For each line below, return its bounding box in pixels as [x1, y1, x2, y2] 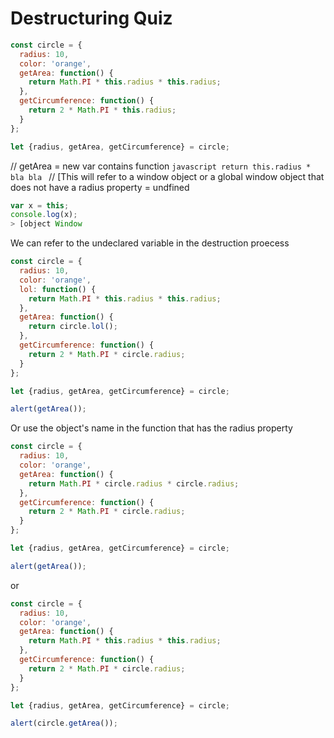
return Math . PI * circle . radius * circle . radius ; [28, 478, 240, 489]
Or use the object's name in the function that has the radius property [10, 422, 293, 434]
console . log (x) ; [10, 210, 78, 220]
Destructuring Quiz [10, 7, 173, 30]
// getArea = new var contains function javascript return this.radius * [10, 160, 312, 172]
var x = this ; [10, 200, 70, 211]
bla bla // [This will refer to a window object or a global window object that [10, 170, 325, 182]
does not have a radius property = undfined [10, 181, 190, 193]
